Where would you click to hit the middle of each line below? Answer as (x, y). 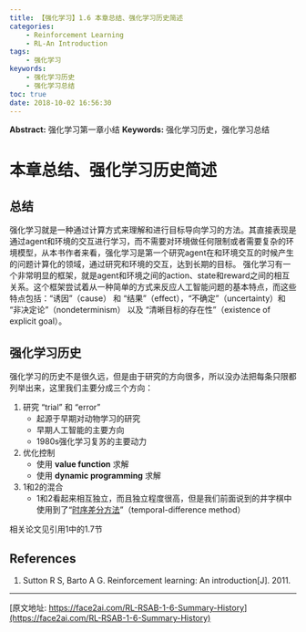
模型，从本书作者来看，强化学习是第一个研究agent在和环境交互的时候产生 (155, 253)
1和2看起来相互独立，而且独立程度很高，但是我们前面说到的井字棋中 (164, 499)
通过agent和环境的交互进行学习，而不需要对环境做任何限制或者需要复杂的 (148, 242)
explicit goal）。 (38, 321)
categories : (32, 26)
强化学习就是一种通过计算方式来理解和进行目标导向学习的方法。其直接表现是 (153, 230)
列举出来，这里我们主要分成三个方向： (81, 388)
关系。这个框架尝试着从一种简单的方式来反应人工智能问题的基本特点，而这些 (153, 287)
